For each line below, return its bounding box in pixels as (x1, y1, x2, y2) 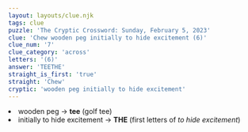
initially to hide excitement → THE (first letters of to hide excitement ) (18, 115, 241, 125)
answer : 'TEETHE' (8, 63, 66, 71)
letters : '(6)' (8, 56, 59, 64)
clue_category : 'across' (8, 48, 90, 56)
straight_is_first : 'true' (8, 70, 97, 78)
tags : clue (8, 19, 44, 27)
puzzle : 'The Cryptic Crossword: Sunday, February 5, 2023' (8, 26, 212, 34)
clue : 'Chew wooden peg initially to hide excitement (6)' (8, 33, 208, 42)
